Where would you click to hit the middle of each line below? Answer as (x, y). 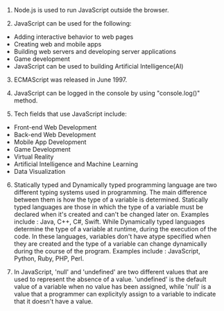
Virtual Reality (34, 157)
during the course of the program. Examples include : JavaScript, (107, 251)
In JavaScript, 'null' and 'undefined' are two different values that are (111, 272)
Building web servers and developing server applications (95, 52)
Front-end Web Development (55, 127)
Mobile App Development (50, 142)
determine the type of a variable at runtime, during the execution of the (115, 229)
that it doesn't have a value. (53, 301)
